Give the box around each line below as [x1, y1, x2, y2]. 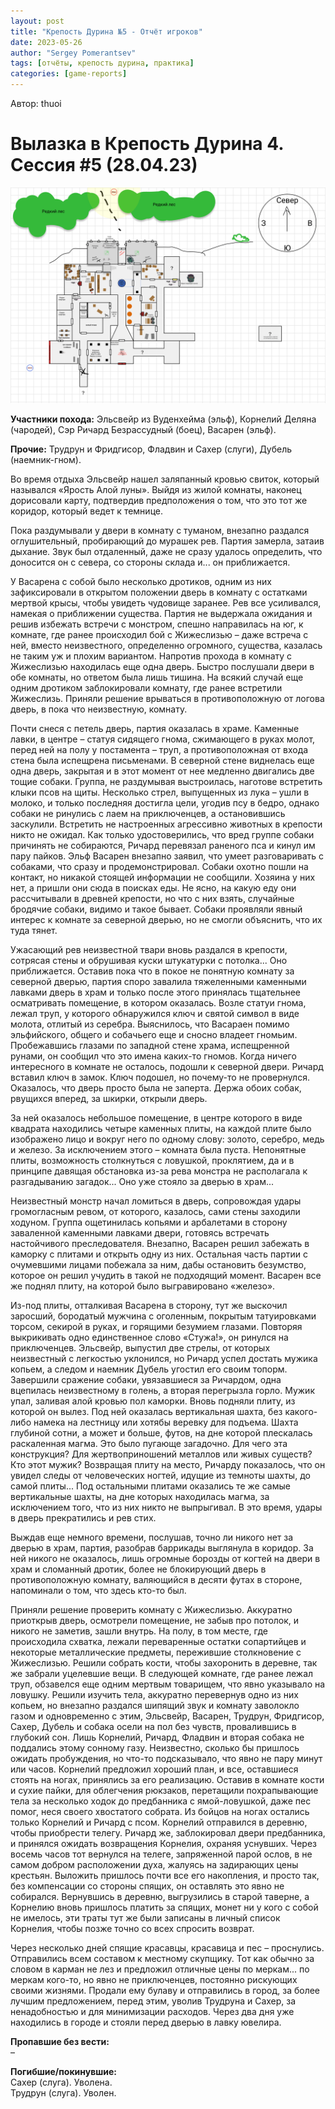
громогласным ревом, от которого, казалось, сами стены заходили [10, 1206, 301, 1218]
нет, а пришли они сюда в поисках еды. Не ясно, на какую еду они [10, 882, 297, 894]
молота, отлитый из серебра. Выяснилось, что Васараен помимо [10, 1018, 290, 1030]
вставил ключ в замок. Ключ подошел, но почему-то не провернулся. [10, 1071, 310, 1084]
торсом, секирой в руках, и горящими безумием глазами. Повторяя [10, 1321, 303, 1333]
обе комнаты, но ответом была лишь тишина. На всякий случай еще [10, 671, 304, 684]
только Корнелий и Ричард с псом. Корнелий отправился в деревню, [10, 1816, 308, 1829]
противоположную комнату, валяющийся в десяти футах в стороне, [10, 1574, 303, 1586]
